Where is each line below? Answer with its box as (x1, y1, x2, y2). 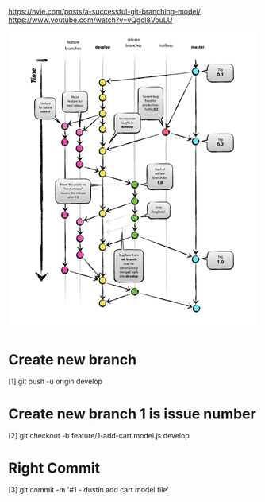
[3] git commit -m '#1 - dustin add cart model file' (8, 485, 170, 495)
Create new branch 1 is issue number (8, 405, 256, 422)
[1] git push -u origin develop (8, 377, 103, 387)
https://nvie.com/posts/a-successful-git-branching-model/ (8, 7, 201, 16)
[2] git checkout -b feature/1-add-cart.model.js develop (8, 431, 190, 441)
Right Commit (8, 459, 101, 477)
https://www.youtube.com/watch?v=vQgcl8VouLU (8, 15, 173, 25)
